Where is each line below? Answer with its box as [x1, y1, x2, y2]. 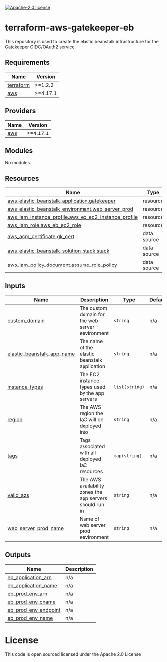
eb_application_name [7, 582, 57, 589]
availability [79, 482, 104, 489]
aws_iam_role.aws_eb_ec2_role [7, 222, 81, 229]
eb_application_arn [7, 574, 52, 581]
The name [79, 338, 103, 345]
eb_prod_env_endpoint [7, 606, 61, 613]
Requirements [5, 58, 50, 67]
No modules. [5, 160, 31, 166]
